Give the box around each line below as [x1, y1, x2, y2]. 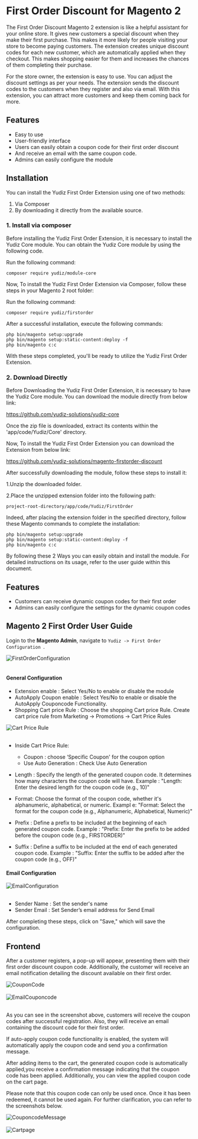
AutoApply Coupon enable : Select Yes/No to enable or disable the [14, 694, 177, 701]
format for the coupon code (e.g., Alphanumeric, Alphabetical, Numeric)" [14, 807, 193, 814]
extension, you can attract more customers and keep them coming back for [6, 92, 190, 99]
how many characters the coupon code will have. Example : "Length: [14, 777, 182, 784]
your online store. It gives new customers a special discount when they [6, 30, 179, 37]
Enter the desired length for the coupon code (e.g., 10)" [14, 784, 150, 791]
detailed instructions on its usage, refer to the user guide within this [6, 559, 170, 566]
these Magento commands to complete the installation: [6, 520, 140, 528]
